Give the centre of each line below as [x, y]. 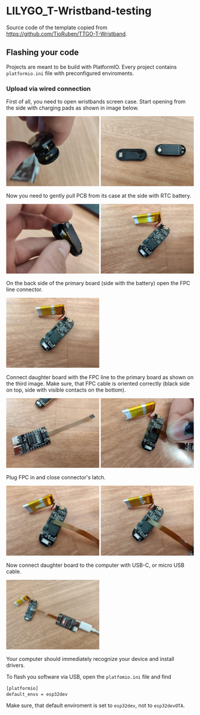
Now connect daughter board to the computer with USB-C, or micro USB [95, 565]
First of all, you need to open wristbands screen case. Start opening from [96, 102]
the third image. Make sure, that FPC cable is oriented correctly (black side [98, 383]
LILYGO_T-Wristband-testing [79, 11]
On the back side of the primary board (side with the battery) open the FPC [98, 283]
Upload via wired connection [49, 89]
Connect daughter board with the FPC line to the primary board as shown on [100, 377]
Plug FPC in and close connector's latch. [56, 477]
